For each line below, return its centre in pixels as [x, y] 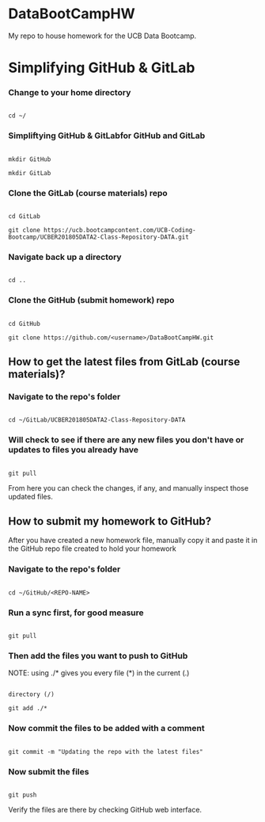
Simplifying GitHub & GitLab [102, 68]
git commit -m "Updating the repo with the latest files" [106, 751]
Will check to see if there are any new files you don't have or [126, 440]
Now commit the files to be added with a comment [106, 728]
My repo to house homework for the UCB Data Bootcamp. [102, 36]
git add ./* [28, 709]
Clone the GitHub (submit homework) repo [91, 300]
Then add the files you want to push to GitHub [98, 656]
